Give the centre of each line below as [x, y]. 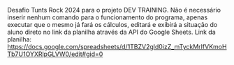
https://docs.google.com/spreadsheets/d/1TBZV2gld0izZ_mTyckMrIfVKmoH [117, 47]
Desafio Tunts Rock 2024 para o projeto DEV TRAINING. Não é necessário [114, 10]
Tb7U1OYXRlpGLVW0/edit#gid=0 [55, 54]
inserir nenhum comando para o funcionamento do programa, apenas [108, 17]
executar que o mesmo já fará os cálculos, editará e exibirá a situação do [112, 25]
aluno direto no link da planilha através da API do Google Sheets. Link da [112, 32]
